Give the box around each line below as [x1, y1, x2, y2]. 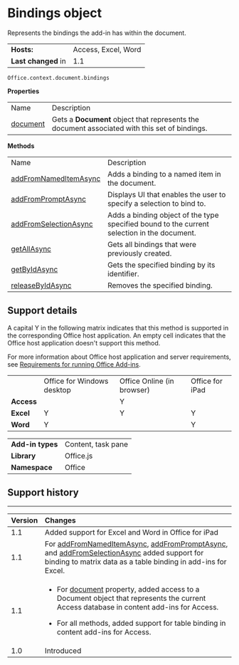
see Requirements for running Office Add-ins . [7, 360, 141, 368]
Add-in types [11, 439, 58, 449]
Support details [7, 305, 78, 317]
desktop [43, 384, 71, 394]
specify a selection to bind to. [107, 198, 206, 208]
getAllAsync [11, 244, 52, 253]
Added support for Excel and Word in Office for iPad [45, 527, 218, 537]
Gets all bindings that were [107, 239, 197, 249]
